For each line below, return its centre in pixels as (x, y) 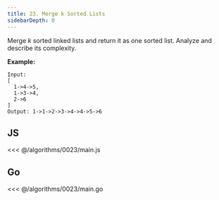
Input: (17, 75)
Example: (21, 61)
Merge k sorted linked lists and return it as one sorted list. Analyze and (110, 40)
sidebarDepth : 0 (31, 20)
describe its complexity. (42, 48)
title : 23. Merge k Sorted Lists (56, 14)
